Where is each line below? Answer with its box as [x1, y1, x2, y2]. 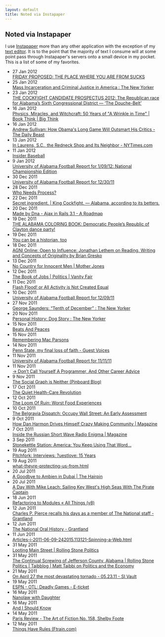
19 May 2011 [12, 579, 37, 585]
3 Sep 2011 [12, 437, 35, 443]
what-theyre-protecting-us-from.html [12, 463, 89, 469]
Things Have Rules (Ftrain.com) [12, 626, 77, 632]
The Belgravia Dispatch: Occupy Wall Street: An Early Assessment [12, 410, 147, 416]
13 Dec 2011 [12, 258, 37, 264]
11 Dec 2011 [12, 279, 36, 285]
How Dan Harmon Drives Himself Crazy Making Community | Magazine [12, 421, 158, 427]
